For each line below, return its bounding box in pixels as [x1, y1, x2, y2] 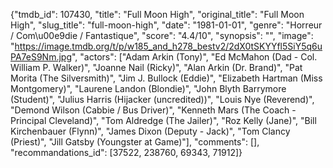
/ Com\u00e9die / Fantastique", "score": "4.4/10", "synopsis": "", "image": [10, 30, 314, 41]
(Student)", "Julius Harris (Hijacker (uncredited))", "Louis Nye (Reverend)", [10, 94, 315, 105]
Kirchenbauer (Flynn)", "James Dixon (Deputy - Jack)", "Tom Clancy [10, 125, 291, 137]
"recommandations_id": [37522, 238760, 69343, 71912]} [10, 147, 243, 158]
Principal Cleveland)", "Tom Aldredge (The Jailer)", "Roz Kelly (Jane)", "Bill [10, 115, 317, 126]
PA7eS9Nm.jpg [10, 51, 72, 63]
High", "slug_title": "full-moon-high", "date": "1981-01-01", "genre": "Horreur [10, 19, 323, 31]
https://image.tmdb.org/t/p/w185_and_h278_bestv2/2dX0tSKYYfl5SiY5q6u [14, 40, 323, 52]
